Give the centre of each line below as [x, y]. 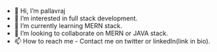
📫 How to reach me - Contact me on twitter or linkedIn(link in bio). [112, 41]
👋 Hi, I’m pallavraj [40, 11]
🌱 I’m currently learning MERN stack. [68, 26]
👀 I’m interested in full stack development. [76, 18]
